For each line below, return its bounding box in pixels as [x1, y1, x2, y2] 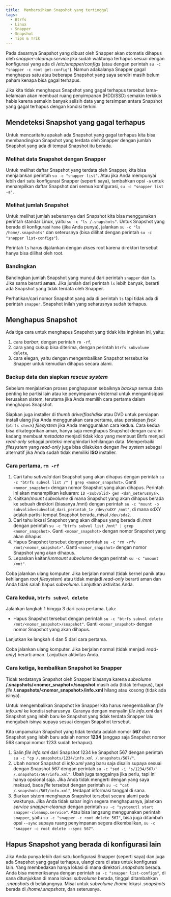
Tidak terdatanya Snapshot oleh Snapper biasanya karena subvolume [6, 676, 152, 682]
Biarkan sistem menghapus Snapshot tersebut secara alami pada [13, 793, 150, 799]
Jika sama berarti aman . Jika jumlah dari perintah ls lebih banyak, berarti [6, 280, 160, 286]
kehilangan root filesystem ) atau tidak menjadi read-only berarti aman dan [6, 576, 161, 582]
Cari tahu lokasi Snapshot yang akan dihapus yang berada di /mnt [13, 517, 152, 523]
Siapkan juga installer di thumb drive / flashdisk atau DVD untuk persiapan [6, 411, 159, 417]
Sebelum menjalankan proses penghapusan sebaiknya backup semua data [6, 385, 163, 391]
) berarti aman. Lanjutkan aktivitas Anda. [15, 652, 100, 658]
